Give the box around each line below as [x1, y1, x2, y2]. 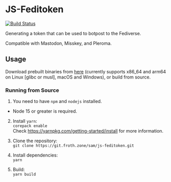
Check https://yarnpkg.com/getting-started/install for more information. [12, 128, 164, 134]
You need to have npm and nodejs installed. [12, 98, 102, 105]
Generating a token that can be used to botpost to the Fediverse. [5, 30, 141, 36]
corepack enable [12, 123, 47, 128]
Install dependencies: [12, 152, 58, 159]
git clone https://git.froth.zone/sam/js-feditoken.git [12, 143, 134, 148]
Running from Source [5, 87, 60, 94]
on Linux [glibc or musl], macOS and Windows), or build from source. [5, 74, 151, 80]
